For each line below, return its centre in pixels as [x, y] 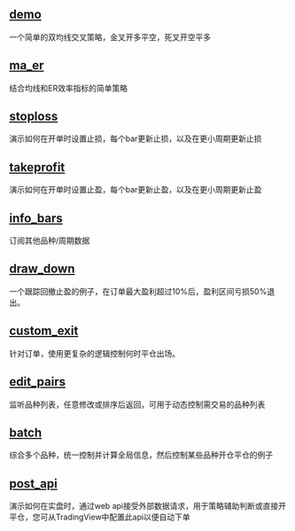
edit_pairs [38, 382]
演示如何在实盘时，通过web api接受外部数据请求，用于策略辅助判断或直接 [144, 506]
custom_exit [44, 331]
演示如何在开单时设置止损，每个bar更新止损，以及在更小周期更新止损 [136, 139]
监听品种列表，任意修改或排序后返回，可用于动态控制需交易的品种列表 [137, 404]
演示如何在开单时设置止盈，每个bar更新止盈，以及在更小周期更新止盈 [136, 190]
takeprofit [37, 167]
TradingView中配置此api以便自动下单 [123, 517]
